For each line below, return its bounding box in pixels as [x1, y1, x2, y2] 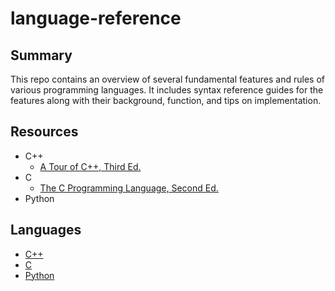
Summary [10, 47, 73, 64]
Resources [10, 123, 79, 141]
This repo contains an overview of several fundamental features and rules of [10, 73, 325, 85]
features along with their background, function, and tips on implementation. [10, 95, 322, 106]
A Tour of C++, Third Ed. [39, 160, 142, 172]
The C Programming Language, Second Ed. [39, 182, 219, 194]
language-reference [10, 7, 182, 30]
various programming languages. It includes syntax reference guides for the [10, 84, 324, 96]
